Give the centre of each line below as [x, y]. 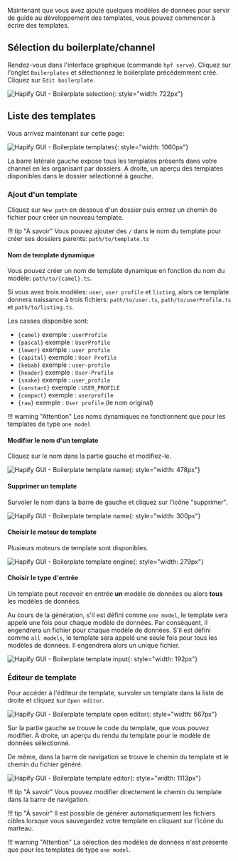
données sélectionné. [39, 743]
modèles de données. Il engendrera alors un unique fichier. [93, 645]
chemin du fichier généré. [45, 764]
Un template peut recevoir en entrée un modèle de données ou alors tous [115, 594]
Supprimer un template [42, 486]
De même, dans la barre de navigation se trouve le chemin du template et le [118, 757]
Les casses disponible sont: [48, 321]
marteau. [21, 828]
